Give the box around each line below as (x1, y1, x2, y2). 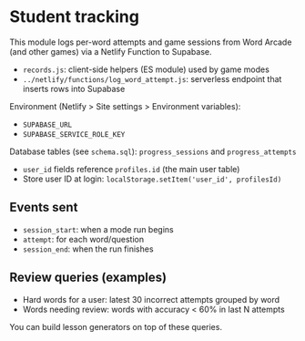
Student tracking (9, 6, 139, 27)
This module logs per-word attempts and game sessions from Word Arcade (9, 36, 292, 47)
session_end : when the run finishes (22, 243, 154, 254)
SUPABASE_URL (22, 120, 73, 129)
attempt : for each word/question (22, 233, 144, 244)
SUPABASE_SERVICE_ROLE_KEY (22, 129, 126, 139)
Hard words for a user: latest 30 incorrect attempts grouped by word (22, 294, 280, 305)
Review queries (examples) (9, 270, 167, 285)
